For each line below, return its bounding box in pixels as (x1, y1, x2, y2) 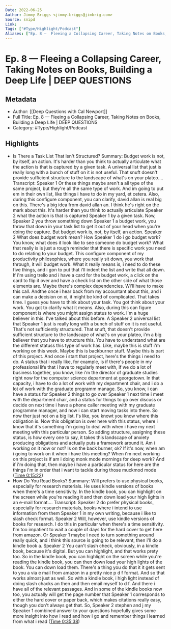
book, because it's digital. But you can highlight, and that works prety (12, 548, 159, 554)
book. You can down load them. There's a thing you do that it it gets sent (12, 564, 165, 570)
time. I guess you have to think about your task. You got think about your (12, 299, 165, 305)
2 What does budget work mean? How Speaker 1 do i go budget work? (12, 234, 161, 240)
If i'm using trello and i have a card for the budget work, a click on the (12, 272, 159, 278)
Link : (5, 21, 17, 27)
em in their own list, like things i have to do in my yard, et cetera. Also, (12, 190, 159, 197)
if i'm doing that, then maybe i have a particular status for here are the (12, 461, 159, 468)
